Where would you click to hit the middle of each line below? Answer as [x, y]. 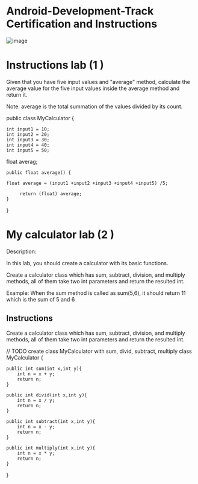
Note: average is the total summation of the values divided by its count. [94, 106]
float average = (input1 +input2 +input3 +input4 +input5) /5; [87, 183]
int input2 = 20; [28, 134]
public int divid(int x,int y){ [47, 395]
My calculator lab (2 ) [60, 235]
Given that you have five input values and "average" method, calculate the [98, 82]
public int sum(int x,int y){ [44, 369]
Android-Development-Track [80, 11]
